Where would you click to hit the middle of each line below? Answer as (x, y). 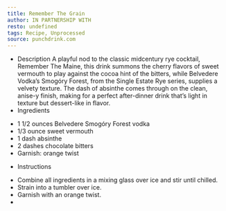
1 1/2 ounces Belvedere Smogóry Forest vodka (84, 124)
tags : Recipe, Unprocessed (46, 33)
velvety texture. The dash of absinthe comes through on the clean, (112, 89)
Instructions (34, 167)
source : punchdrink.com (42, 39)
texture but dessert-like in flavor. (64, 103)
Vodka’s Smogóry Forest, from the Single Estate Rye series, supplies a (117, 81)
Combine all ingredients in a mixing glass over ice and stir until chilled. (118, 180)
